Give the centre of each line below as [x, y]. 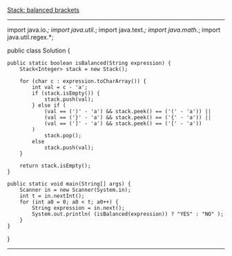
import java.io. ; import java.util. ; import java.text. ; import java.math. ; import [114, 30]
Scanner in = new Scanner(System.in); [75, 190]
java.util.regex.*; [30, 37]
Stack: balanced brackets [43, 10]
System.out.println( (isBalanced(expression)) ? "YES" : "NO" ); [128, 214]
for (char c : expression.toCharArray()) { [83, 81]
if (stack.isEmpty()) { [66, 93]
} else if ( [49, 106]
